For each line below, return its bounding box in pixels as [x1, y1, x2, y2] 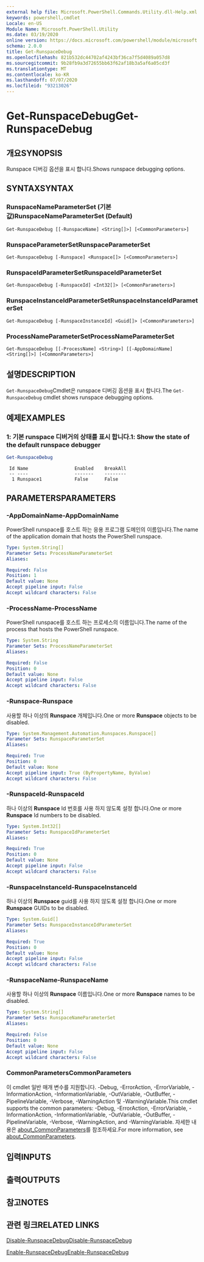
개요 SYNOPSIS [6, 148, 63, 158]
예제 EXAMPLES [6, 413, 66, 424]
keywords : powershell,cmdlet [6, 15, 80, 21]
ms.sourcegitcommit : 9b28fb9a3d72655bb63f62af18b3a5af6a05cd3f [6, 60, 171, 66]
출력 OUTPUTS [6, 1175, 60, 1185]
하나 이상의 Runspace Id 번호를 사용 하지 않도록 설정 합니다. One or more [6, 804, 182, 812]
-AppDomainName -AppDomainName [6, 511, 119, 519]
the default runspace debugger [6, 441, 101, 449]
